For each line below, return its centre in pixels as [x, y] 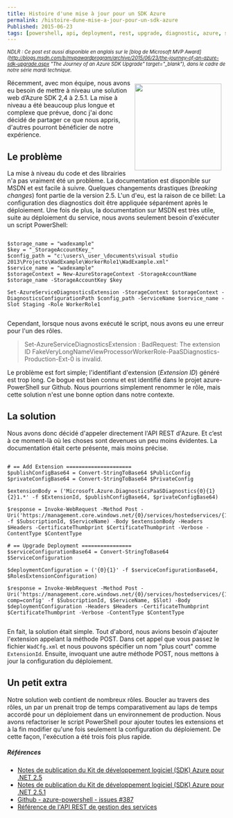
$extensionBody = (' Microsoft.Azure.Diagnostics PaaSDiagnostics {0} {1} [111, 491]
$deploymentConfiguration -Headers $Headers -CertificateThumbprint [108, 606]
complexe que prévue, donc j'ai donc [60, 112]
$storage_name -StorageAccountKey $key [65, 281]
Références [24, 752]
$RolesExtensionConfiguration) [52, 576]
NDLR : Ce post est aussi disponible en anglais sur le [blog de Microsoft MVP [95, 52]
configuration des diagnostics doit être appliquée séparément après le [107, 203]
